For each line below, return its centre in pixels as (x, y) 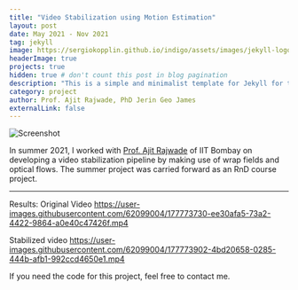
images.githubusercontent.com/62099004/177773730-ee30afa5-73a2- (140, 214)
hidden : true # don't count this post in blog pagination (118, 75)
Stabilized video (39, 240)
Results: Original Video (51, 204)
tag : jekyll (31, 42)
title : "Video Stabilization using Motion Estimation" (113, 17)
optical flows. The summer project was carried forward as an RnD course (143, 169)
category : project (43, 91)
